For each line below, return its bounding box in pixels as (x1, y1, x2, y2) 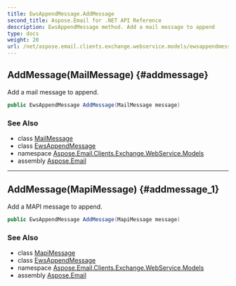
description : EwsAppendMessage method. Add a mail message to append (7, 23, 216, 30)
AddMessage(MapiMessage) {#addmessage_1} (7, 184, 220, 196)
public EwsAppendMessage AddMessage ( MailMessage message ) (7, 101, 181, 108)
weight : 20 (7, 37, 39, 44)
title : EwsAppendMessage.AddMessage (7, 10, 114, 18)
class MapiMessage (17, 248, 76, 257)
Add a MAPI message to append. (7, 202, 103, 211)
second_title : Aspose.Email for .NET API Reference (7, 17, 162, 24)
